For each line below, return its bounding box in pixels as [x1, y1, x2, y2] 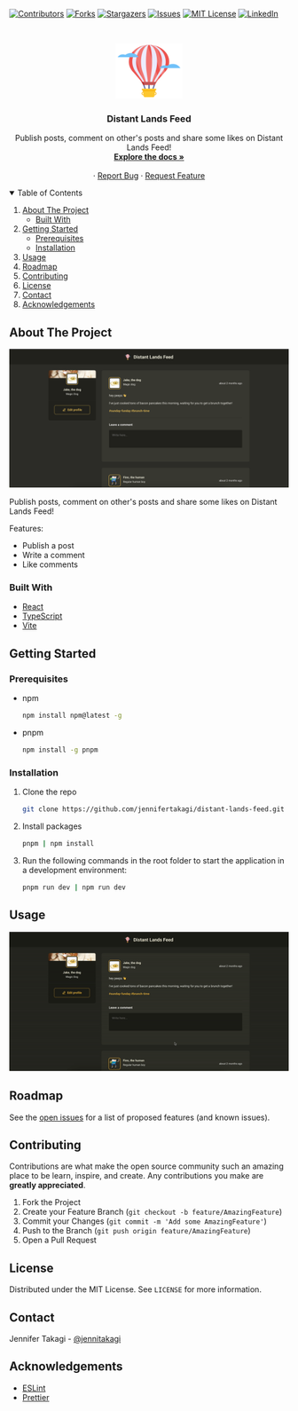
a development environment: [21, 864, 127, 875]
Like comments [21, 559, 78, 570]
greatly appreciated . [9, 1180, 86, 1191]
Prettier [21, 1391, 50, 1402]
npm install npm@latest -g [21, 711, 122, 721]
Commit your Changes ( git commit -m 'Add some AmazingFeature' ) [21, 1216, 268, 1226]
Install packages [21, 821, 82, 832]
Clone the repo [21, 786, 77, 798]
